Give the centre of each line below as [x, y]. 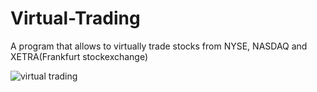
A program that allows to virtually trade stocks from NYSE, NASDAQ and [159, 46]
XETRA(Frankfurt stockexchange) [79, 56]
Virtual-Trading [75, 18]
